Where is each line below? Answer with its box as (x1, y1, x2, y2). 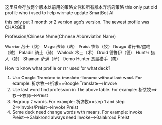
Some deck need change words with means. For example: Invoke (12, 109, 143, 115)
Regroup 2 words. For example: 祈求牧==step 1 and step (12, 99, 125, 104)
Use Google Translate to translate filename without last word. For (12, 75, 142, 80)
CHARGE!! (5, 24, 26, 30)
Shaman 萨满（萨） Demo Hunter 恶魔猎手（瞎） (23, 56, 121, 62)
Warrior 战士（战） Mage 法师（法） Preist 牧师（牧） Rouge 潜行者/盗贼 (5, 44, 150, 49)
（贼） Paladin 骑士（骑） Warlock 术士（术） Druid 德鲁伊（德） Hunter (5, 50, 150, 55)
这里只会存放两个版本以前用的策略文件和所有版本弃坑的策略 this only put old (5, 4, 158, 10)
